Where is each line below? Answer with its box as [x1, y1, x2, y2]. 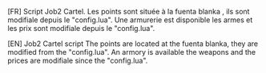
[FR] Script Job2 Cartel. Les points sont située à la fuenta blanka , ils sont [7, 7, 250, 16]
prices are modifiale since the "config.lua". [7, 56, 148, 65]
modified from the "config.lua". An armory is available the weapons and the [7, 48, 256, 56]
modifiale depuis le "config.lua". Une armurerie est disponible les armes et [7, 15, 253, 25]
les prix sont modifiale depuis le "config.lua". [7, 24, 155, 33]
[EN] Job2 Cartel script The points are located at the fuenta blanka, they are [7, 39, 258, 48]
